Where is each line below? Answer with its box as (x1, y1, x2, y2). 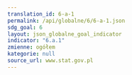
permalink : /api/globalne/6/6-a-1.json (7, 17, 126, 24)
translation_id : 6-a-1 (7, 10, 75, 18)
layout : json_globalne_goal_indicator (7, 30, 122, 38)
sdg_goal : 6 (7, 24, 43, 31)
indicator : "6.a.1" (7, 37, 65, 44)
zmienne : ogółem (7, 44, 55, 51)
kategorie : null (7, 51, 55, 58)
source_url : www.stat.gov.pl (7, 57, 94, 64)
